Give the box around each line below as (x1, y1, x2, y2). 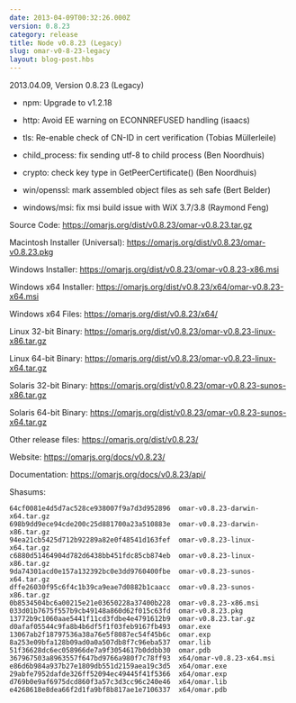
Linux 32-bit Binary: (9, 326, 83, 336)
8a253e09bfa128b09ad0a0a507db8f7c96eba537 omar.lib (9, 638, 211, 647)
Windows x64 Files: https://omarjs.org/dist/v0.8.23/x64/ (9, 308, 219, 319)
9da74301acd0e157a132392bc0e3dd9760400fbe (9, 567, 171, 576)
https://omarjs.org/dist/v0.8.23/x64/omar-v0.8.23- (95, 281, 284, 292)
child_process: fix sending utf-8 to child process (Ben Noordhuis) (22, 150, 265, 160)
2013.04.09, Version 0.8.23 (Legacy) (9, 80, 145, 90)
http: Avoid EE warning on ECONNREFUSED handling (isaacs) (22, 114, 250, 125)
